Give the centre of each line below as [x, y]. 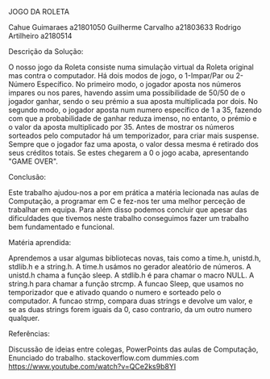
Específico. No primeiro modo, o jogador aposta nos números [139, 84]
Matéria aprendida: [40, 242]
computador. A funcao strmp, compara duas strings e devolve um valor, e [131, 301]
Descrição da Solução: [46, 51]
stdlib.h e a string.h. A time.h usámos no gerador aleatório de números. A [130, 267]
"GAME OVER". [33, 161]
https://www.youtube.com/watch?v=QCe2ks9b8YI [92, 367]
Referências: [29, 333]
